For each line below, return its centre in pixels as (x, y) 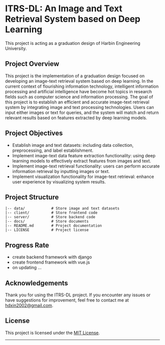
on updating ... (27, 268)
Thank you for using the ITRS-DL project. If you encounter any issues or (78, 295)
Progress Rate (27, 245)
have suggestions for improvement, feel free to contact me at (67, 300)
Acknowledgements (37, 283)
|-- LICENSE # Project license (47, 230)
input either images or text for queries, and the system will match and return (82, 112)
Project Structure (32, 197)
